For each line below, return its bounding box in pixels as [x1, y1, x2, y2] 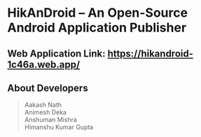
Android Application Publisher [7, 20, 187, 36]
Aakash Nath [24, 101, 62, 109]
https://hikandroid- [107, 48, 194, 59]
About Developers [7, 82, 89, 94]
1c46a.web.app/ [7, 58, 81, 71]
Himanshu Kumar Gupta [24, 123, 94, 131]
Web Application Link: [7, 48, 106, 59]
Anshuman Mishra [24, 115, 77, 124]
